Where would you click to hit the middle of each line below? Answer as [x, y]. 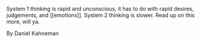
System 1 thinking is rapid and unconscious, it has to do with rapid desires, [100, 9]
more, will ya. [23, 21]
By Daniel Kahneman [33, 33]
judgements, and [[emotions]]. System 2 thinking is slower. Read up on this [101, 15]
